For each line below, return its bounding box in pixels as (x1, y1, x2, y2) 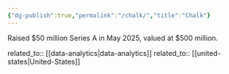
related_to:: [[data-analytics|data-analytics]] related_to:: (7, 48, 191, 57)
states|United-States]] (7, 57, 80, 66)
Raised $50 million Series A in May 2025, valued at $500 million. (7, 33, 219, 43)
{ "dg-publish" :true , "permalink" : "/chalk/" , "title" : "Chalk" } (7, 11, 212, 20)
